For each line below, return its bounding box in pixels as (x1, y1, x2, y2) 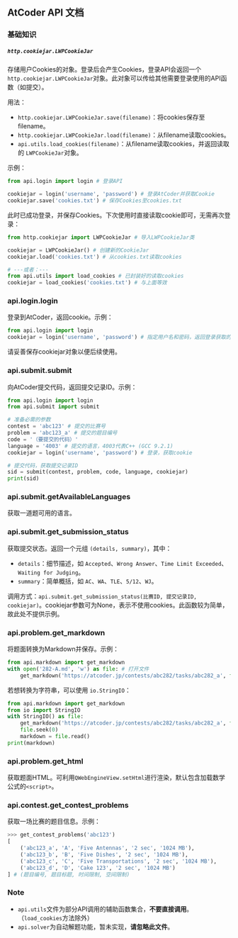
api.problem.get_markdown (7, 627, 106, 637)
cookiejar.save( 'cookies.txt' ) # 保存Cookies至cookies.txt (7, 197, 182, 204)
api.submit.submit (7, 366, 72, 376)
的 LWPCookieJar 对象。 (17, 148, 83, 157)
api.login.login (7, 296, 59, 306)
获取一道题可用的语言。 (7, 509, 76, 518)
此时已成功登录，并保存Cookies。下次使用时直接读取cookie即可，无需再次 (7, 211, 225, 219)
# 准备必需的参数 (7, 416, 51, 423)
